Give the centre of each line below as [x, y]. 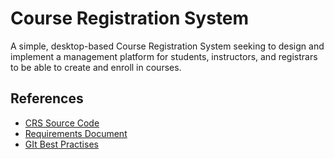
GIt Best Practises [61, 144]
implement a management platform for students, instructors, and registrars [164, 56]
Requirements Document [76, 133]
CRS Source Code [62, 123]
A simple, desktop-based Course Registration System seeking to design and [167, 46]
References [47, 98]
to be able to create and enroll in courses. [96, 67]
